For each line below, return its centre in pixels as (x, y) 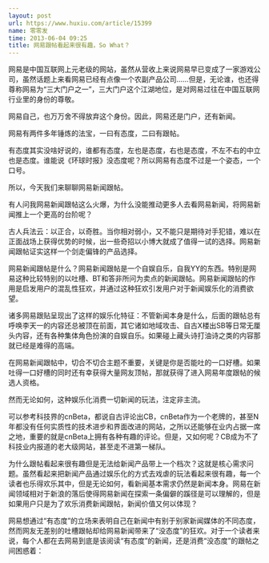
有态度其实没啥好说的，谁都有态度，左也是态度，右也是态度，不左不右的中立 (134, 151)
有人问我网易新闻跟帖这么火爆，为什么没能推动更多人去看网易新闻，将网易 (131, 204)
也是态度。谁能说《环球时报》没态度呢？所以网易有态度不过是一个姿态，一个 (134, 160)
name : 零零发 (28, 30)
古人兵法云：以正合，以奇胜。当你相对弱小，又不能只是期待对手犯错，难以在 (134, 231)
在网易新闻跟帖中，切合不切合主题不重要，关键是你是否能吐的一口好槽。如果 (134, 363)
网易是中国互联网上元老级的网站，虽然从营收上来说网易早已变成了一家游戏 (131, 70)
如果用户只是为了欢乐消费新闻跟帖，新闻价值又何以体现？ (103, 504)
